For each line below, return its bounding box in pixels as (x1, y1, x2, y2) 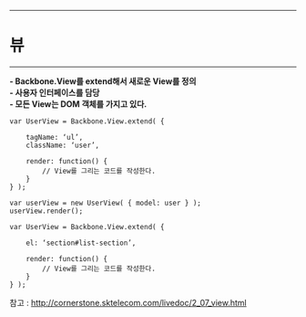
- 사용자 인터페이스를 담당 (9, 87, 100, 98)
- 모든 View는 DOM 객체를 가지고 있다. (9, 98, 148, 110)
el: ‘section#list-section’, (25, 238, 137, 248)
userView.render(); (9, 206, 84, 216)
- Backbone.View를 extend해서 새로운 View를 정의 (9, 75, 197, 87)
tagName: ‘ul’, (25, 132, 84, 142)
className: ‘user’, (25, 141, 100, 150)
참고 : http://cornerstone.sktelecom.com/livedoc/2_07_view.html (9, 297, 248, 308)
